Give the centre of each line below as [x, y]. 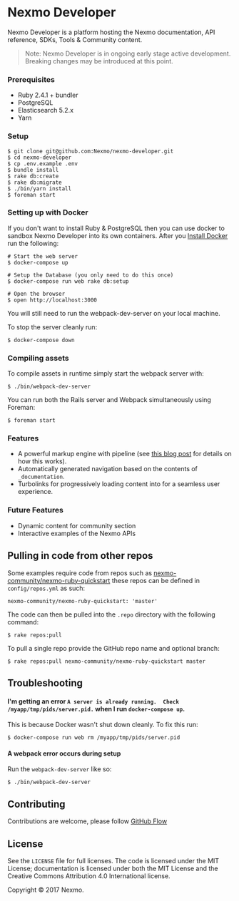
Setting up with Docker [48, 212]
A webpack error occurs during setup [64, 753]
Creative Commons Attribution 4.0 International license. [89, 876]
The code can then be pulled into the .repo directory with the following [111, 614]
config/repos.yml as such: [46, 588]
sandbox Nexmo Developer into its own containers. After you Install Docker [118, 235]
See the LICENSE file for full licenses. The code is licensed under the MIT [113, 860]
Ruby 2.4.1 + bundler [48, 95]
